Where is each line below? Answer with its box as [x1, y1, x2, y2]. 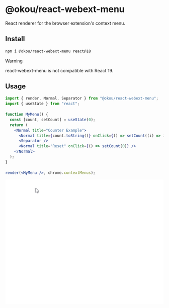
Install [5, 35, 25, 43]
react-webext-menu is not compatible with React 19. [5, 67, 114, 73]
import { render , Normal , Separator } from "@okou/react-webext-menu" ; [5, 96, 158, 101]
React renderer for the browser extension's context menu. [5, 20, 126, 26]
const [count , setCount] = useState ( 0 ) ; [10, 117, 96, 122]
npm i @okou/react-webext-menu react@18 [5, 49, 92, 54]
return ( [10, 122, 28, 128]
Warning [5, 58, 23, 64]
